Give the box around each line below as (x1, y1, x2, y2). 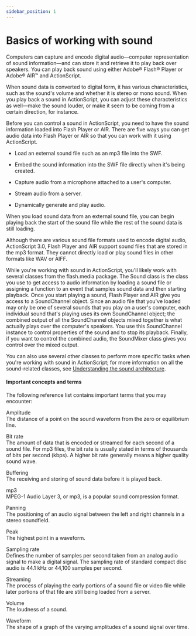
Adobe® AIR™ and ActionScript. (6, 72, 82, 79)
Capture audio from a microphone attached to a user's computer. (14, 178, 171, 185)
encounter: (6, 397, 33, 404)
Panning (6, 504, 26, 511)
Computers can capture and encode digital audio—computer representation (6, 53, 189, 60)
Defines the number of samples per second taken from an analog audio (6, 552, 178, 559)
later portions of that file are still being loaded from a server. (6, 588, 151, 595)
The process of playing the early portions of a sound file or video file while (6, 581, 186, 589)
